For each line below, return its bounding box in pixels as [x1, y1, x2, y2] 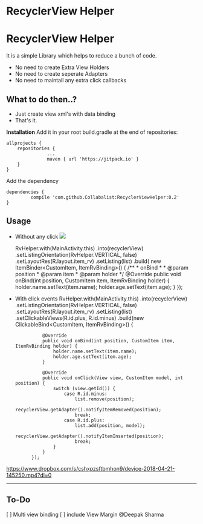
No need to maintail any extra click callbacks [14, 77, 127, 84]
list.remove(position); [74, 396, 135, 402]
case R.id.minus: [63, 391, 108, 397]
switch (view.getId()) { [53, 385, 116, 391]
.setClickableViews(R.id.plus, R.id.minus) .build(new [14, 314, 144, 322]
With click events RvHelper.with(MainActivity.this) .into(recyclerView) [14, 295, 188, 302]
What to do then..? [6, 94, 77, 104]
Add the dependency [6, 177, 59, 184]
